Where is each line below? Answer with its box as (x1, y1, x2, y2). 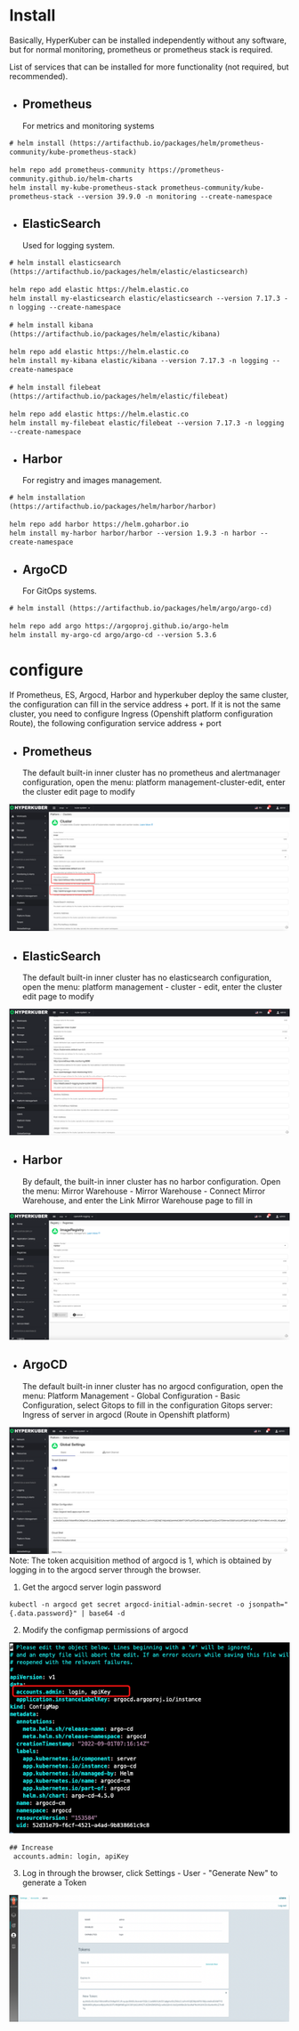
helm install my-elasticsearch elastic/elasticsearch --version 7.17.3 (9, 294, 280, 303)
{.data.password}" (9, 1608, 77, 1618)
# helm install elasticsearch (9, 258, 122, 267)
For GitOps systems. (21, 586, 98, 596)
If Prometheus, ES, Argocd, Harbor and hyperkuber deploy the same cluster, (9, 690, 289, 700)
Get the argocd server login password (21, 1582, 162, 1592)
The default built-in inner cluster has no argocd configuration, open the (21, 1380, 284, 1391)
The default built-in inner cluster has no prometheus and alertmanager (21, 767, 281, 778)
